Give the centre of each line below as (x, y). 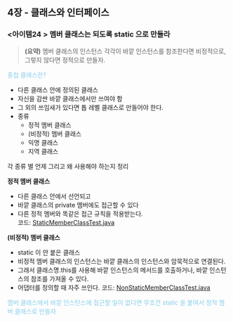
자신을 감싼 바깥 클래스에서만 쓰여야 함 (70, 98)
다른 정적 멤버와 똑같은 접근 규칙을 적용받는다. (80, 214)
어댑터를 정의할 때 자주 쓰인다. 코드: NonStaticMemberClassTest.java (114, 288)
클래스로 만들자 (35, 311)
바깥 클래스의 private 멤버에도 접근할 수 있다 (78, 205)
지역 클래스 (43, 151)
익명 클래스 (43, 142)
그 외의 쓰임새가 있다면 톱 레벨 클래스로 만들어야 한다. (90, 107)
